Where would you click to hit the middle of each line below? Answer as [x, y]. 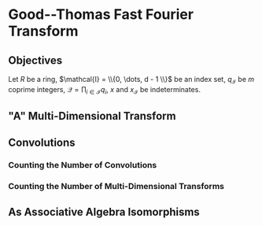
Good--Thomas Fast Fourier [101, 15]
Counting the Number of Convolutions [83, 165]
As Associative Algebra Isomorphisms [104, 211]
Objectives [35, 60]
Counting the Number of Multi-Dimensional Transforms [116, 187]
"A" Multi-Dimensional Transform [92, 116]
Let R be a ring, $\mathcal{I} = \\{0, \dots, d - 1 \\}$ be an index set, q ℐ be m [131, 80]
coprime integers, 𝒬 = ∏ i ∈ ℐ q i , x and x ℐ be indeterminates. [104, 90]
